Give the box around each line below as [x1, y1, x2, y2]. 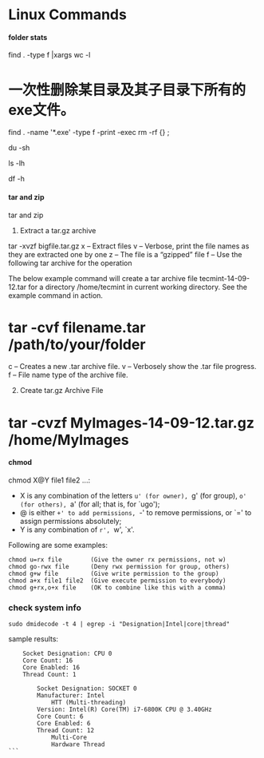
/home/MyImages [8, 431, 129, 449]
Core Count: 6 [37, 712, 84, 720]
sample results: [8, 634, 58, 644]
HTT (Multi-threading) [50, 699, 127, 707]
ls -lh [8, 158, 26, 169]
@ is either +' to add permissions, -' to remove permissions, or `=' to [19, 507, 252, 517]
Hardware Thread [50, 740, 105, 748]
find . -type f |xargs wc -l [8, 50, 91, 60]
